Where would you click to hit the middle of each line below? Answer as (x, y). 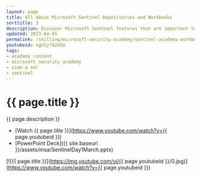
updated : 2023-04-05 (32, 34)
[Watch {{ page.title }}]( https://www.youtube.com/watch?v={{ (91, 131)
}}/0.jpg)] (176, 161)
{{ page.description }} (33, 119)
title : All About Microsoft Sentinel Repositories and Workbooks (89, 17)
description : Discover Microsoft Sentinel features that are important (97, 28)
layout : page (22, 12)
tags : (13, 51)
